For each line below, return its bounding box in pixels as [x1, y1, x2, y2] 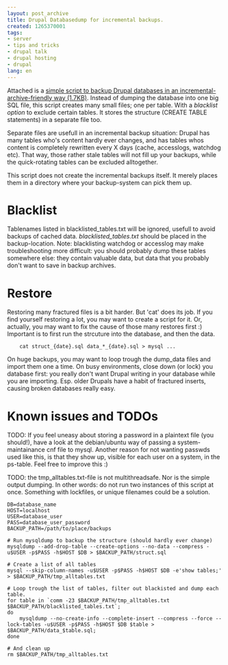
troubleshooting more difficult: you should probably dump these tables [7, 247, 207, 255]
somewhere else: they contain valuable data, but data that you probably [7, 254, 210, 263]
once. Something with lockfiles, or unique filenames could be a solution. [7, 488, 210, 496]
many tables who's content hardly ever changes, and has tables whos [7, 136, 204, 144]
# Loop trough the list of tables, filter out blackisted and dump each [7, 585, 219, 592]
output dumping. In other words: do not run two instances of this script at [7, 481, 214, 489]
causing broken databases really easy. [7, 385, 116, 393]
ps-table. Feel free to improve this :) [7, 460, 108, 468]
